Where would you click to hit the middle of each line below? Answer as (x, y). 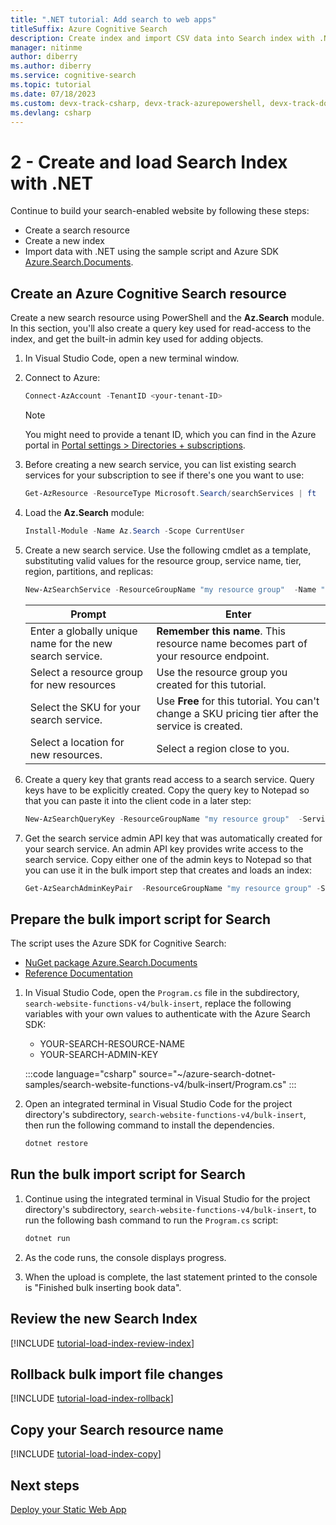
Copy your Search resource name (117, 1429)
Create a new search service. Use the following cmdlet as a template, (168, 550)
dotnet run (47, 1238)
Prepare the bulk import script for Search (141, 919)
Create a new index (64, 241)
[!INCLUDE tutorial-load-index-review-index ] (102, 1343)
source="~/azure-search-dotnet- (207, 1074)
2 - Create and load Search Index (149, 162)
